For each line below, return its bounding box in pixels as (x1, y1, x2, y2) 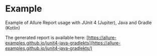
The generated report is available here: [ (5, 34, 89, 40)
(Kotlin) (5, 24, 21, 30)
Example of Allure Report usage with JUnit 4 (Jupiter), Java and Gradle (5, 19, 152, 25)
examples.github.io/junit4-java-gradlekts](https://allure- (5, 39, 121, 45)
